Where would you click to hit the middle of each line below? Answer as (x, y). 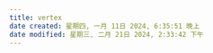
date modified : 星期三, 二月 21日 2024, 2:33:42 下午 (106, 34)
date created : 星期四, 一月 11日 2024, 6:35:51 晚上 (105, 26)
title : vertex (36, 18)
